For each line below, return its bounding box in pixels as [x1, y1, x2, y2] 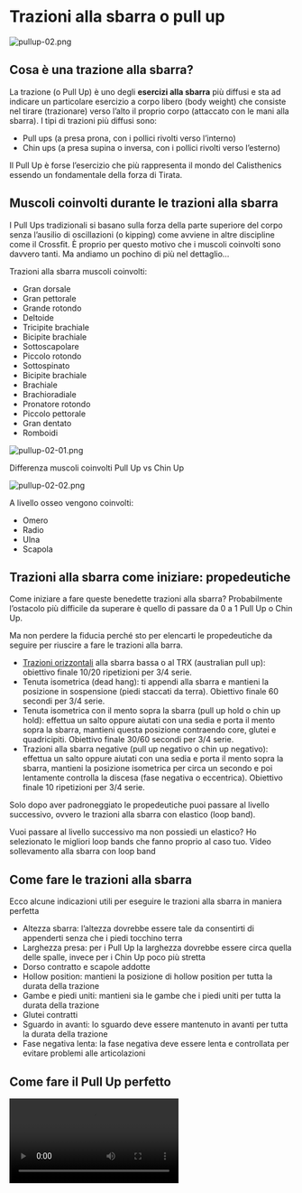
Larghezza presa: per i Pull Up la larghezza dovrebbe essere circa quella [22, 942, 292, 954]
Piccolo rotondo [22, 350, 82, 361]
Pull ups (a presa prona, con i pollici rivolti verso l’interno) [22, 133, 236, 144]
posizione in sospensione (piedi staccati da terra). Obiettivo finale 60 [22, 686, 279, 697]
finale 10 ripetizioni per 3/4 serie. [22, 782, 146, 793]
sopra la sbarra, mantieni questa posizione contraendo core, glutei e [22, 724, 277, 735]
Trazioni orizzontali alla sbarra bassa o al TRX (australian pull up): [22, 657, 266, 668]
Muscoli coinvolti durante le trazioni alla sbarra [9, 196, 279, 211]
